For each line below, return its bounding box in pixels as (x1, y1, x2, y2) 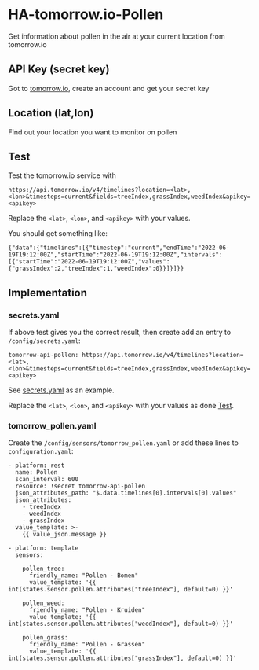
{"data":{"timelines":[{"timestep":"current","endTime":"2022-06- (8, 244, 230, 252)
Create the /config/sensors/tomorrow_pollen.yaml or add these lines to (8, 438, 239, 447)
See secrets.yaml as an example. (8, 385, 115, 395)
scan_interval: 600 (15, 476, 79, 484)
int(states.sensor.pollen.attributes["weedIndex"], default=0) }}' (8, 620, 234, 628)
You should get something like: (8, 229, 108, 238)
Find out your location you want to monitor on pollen (8, 127, 177, 137)
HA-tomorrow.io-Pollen (8, 6, 164, 24)
